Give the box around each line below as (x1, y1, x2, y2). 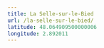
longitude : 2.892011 (7, 30, 69, 37)
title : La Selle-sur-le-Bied (7, 10, 94, 18)
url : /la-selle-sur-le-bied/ (7, 17, 94, 24)
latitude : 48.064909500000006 (7, 23, 98, 30)
